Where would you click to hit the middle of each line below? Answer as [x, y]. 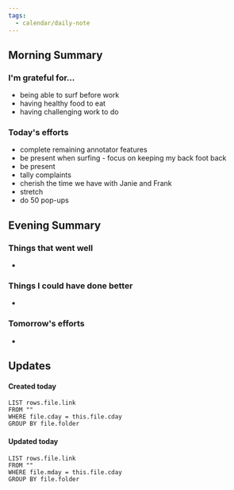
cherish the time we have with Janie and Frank [96, 183]
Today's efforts [38, 133]
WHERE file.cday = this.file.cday [65, 417]
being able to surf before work [69, 95]
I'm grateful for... [42, 78]
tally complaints [45, 175]
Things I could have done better [71, 286]
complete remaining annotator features [84, 150]
